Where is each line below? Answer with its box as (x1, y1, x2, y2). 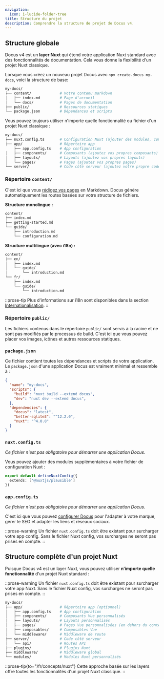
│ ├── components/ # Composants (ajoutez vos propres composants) (5, 150, 159, 155)
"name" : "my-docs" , (9, 382, 49, 387)
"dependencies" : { (9, 405, 47, 410)
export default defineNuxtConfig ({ (5, 473, 78, 479)
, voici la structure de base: (14, 77, 68, 83)
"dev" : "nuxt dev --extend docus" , (14, 396, 86, 401)
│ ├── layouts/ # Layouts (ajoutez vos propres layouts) (5, 155, 145, 160)
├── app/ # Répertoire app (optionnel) (5, 604, 121, 610)
